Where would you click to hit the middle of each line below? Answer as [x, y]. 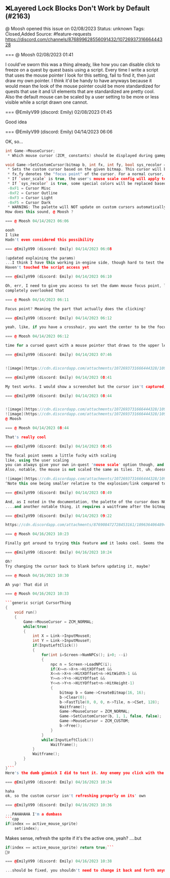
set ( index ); [27, 828]
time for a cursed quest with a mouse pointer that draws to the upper [82, 346]
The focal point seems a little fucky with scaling [61, 456]
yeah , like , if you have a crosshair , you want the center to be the [80, 327]
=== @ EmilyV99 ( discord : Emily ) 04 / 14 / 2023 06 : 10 [59, 277]
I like [12, 235]
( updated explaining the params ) [40, 258]
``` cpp [12, 819]
